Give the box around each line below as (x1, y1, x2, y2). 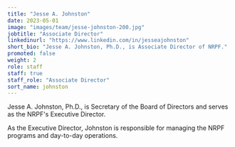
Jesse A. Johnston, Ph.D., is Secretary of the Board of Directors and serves (7, 102, 229, 111)
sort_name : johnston (7, 83, 69, 90)
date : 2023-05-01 (7, 17, 59, 24)
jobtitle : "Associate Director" (7, 30, 103, 38)
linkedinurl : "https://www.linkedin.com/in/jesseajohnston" (7, 37, 190, 44)
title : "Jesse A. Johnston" (7, 10, 91, 18)
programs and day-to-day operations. (7, 131, 118, 140)
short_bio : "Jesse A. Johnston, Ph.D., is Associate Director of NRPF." (7, 43, 228, 50)
